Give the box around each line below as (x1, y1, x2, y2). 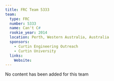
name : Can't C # (9, 26, 41, 31)
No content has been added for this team (5, 71, 89, 77)
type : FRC (9, 16, 30, 21)
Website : (14, 58, 32, 63)
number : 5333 (9, 21, 37, 26)
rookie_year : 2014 (9, 30, 48, 35)
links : (9, 53, 23, 58)
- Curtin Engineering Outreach (14, 44, 78, 49)
